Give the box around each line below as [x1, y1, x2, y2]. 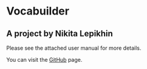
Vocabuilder [6, 4, 70, 18]
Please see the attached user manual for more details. [6, 44, 142, 51]
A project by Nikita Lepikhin [6, 28, 114, 39]
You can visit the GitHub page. [6, 56, 83, 63]
